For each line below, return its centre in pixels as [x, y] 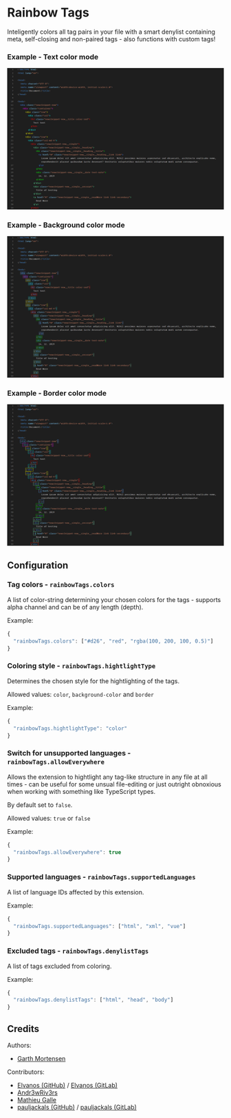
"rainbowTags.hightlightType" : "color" [70, 728]
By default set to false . [40, 805]
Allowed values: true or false [49, 818]
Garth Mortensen [41, 1058]
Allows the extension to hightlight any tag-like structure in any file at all [107, 777]
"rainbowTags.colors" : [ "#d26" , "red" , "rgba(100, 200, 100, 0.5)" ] [113, 641]
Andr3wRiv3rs [37, 1093]
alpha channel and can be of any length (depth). [75, 607]
